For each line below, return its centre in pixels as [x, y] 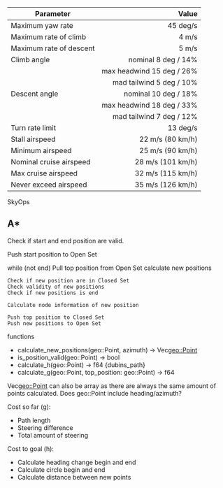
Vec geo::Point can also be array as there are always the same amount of [112, 386]
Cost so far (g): [29, 407]
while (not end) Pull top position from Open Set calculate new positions [109, 268]
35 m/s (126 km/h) [166, 185]
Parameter [53, 14]
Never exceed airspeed [49, 185]
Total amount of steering [53, 435]
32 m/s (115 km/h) [166, 173]
